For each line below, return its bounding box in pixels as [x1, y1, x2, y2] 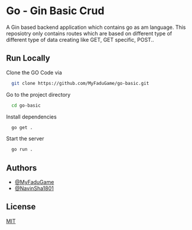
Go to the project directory [6, 91, 71, 98]
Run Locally [6, 53, 50, 63]
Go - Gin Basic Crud [6, 4, 105, 18]
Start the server [6, 135, 44, 142]
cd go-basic [11, 102, 41, 109]
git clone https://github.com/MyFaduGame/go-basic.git [11, 80, 149, 86]
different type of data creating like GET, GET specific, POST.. [6, 36, 154, 43]
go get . [11, 124, 33, 130]
